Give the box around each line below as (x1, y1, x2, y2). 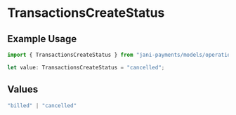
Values (7, 83, 39, 95)
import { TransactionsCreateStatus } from (7, 51, 133, 58)
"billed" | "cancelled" (7, 102, 77, 109)
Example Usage (7, 33, 77, 45)
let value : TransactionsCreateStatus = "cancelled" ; (7, 64, 165, 71)
